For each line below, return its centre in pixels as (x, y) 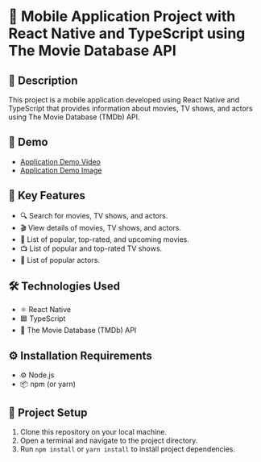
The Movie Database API (93, 51)
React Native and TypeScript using (127, 33)
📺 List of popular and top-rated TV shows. (91, 248)
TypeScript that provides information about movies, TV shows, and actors (130, 108)
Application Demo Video (60, 161)
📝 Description (43, 80)
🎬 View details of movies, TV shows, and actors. (100, 227)
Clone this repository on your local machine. (93, 432)
